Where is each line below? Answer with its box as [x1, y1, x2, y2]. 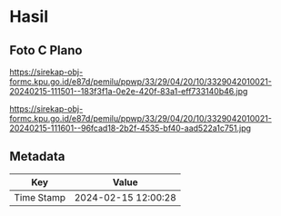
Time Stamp [14, 191, 66, 203]
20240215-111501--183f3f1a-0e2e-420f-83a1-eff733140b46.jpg [9, 86, 248, 96]
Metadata [9, 149, 65, 164]
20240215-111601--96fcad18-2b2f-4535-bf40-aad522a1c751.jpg [9, 123, 252, 133]
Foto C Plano [9, 43, 83, 58]
